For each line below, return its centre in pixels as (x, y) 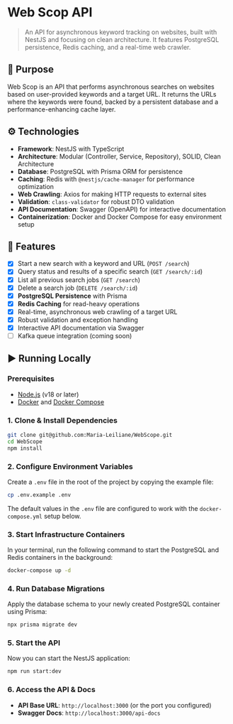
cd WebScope (25, 441)
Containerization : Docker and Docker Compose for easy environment (120, 217)
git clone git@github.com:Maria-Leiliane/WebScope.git (90, 435)
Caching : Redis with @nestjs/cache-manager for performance (106, 179)
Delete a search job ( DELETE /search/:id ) (78, 288)
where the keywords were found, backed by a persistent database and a (113, 102)
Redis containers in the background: (60, 558)
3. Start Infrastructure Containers (66, 534)
